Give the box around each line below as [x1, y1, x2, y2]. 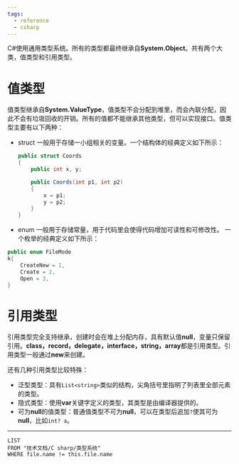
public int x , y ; [31, 166, 83, 173]
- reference [14, 17, 50, 24]
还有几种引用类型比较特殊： [7, 366, 89, 374]
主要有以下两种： [13, 123, 64, 132]
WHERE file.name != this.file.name [7, 451, 113, 458]
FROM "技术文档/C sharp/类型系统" [7, 445, 101, 452]
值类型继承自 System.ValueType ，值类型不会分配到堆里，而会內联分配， [7, 105, 221, 114]
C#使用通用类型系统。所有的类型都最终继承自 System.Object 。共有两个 [7, 44, 217, 53]
